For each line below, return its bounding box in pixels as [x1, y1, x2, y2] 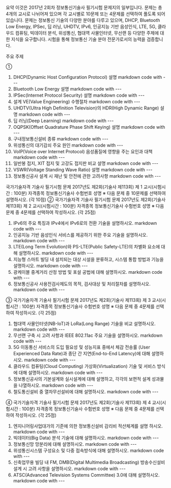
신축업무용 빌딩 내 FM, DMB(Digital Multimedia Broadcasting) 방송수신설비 [13, 460, 165, 465]
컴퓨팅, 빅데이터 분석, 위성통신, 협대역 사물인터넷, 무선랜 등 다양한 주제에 [15, 30, 159, 36]
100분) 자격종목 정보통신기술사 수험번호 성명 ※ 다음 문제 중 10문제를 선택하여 [13, 190, 166, 196]
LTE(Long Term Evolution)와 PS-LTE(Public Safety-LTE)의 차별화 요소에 [13, 244, 160, 249]
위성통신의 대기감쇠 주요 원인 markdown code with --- [13, 142, 124, 148]
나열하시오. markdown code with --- [18, 382, 94, 388]
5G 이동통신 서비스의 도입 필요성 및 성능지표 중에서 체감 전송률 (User [13, 344, 151, 350]
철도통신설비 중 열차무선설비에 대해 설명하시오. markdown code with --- [13, 389, 159, 394]
